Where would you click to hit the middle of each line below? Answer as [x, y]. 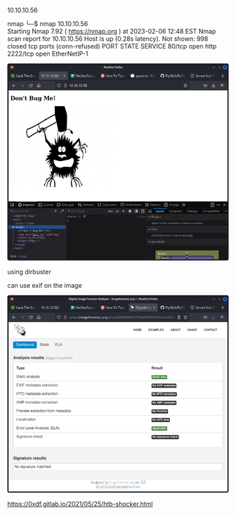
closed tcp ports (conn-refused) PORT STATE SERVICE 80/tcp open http [112, 46]
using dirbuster [29, 272]
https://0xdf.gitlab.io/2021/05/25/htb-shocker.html [80, 504]
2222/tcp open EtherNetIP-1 [48, 53]
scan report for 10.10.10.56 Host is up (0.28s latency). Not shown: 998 [108, 39]
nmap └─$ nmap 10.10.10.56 [48, 24]
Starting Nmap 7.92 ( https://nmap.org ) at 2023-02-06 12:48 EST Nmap [112, 31]
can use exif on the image [45, 286]
